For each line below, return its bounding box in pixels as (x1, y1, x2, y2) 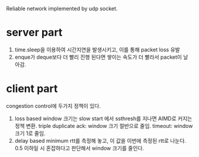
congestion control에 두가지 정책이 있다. (6, 102, 101, 109)
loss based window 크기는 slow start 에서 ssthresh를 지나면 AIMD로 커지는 (14, 115, 192, 122)
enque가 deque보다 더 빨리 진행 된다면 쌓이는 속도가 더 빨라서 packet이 (14, 53, 182, 60)
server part (6, 26, 63, 39)
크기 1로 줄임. (14, 130, 46, 137)
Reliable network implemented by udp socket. (6, 5, 118, 12)
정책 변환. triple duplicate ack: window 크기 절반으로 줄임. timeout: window (14, 122, 193, 129)
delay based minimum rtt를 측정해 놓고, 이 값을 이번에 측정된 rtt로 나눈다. (14, 137, 187, 144)
